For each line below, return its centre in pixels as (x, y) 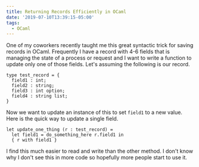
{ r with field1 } (35, 140)
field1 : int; (29, 81)
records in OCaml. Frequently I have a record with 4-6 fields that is (88, 52)
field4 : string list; (40, 96)
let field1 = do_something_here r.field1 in (68, 135)
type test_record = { (33, 75)
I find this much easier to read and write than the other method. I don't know (100, 151)
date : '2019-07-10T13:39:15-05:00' (50, 17)
